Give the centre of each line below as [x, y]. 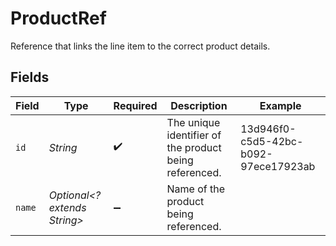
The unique [193, 122]
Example [280, 105]
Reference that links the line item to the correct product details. [140, 46]
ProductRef [58, 18]
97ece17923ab [278, 166]
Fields [30, 77]
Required [135, 105]
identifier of [194, 135]
